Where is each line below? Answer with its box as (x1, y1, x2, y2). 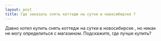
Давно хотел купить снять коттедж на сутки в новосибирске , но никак (5, 25, 156, 31)
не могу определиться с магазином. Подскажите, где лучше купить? (5, 30, 152, 36)
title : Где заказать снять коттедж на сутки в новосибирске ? (5, 12, 136, 17)
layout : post (5, 7, 32, 12)
